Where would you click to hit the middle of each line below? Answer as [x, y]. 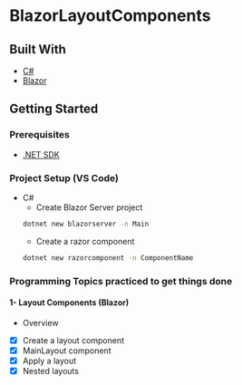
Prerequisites [39, 135]
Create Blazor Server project [89, 207]
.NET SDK [41, 154]
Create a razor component [85, 241]
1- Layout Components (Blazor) [69, 303]
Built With [38, 49]
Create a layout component [73, 340]
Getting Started [54, 109]
